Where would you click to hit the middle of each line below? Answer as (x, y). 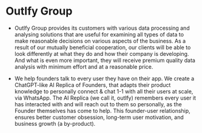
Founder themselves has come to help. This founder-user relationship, (102, 111)
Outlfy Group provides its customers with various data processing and (102, 28)
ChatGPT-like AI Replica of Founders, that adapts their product (93, 85)
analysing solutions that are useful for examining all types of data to (99, 34)
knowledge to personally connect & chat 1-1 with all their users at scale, (104, 91)
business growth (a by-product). (55, 123)
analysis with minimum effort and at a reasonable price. (84, 66)
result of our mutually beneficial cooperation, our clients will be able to (103, 47)
